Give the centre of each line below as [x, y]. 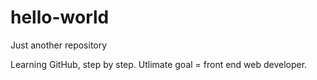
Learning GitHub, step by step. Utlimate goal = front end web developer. [159, 64]
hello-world [60, 17]
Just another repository [59, 45]
